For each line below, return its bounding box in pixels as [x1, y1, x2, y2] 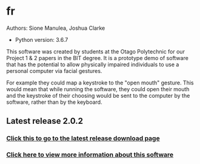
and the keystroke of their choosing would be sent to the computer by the [6, 92, 190, 99]
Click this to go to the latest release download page [6, 134, 160, 143]
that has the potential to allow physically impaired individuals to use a [6, 61, 179, 68]
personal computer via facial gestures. [6, 67, 102, 74]
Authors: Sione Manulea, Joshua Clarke [6, 24, 105, 32]
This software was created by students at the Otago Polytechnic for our [6, 47, 185, 55]
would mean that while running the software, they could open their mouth [6, 85, 190, 92]
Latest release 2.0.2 [6, 116, 84, 126]
